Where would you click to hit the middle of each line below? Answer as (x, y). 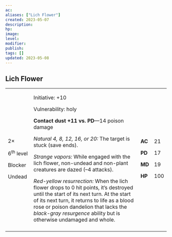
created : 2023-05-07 (27, 20)
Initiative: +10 (50, 98)
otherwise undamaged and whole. (74, 220)
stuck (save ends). (56, 145)
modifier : (16, 44)
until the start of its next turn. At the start (82, 194)
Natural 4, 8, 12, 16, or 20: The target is (82, 139)
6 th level (18, 153)
